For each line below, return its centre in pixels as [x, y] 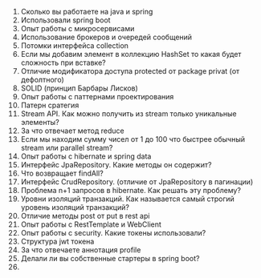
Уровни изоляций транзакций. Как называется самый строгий [128, 199]
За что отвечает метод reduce [72, 131]
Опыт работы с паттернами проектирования [97, 97]
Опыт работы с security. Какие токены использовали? [113, 233]
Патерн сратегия [50, 105]
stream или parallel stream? [67, 148]
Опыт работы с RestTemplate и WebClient [91, 224]
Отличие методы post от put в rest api [85, 216]
